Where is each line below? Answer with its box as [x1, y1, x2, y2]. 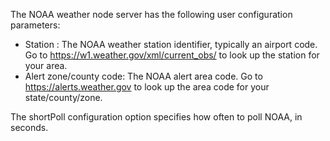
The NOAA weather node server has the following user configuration [10, 9, 293, 20]
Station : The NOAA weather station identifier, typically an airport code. [24, 39, 318, 50]
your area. [24, 60, 68, 71]
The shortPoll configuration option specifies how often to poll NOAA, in [10, 111, 303, 123]
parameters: [10, 19, 61, 31]
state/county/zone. [24, 92, 103, 103]
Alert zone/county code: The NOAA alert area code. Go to [24, 70, 263, 82]
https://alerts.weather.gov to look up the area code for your [24, 81, 270, 93]
